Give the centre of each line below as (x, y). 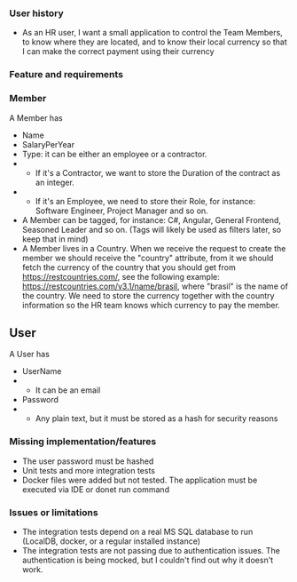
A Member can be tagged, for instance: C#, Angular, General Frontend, (152, 219)
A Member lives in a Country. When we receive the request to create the (154, 248)
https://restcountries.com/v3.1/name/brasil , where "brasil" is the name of (155, 286)
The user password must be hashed (88, 461)
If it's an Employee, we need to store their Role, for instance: (145, 201)
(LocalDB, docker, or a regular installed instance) (111, 541)
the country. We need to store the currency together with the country (148, 295)
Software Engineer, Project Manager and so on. (121, 211)
